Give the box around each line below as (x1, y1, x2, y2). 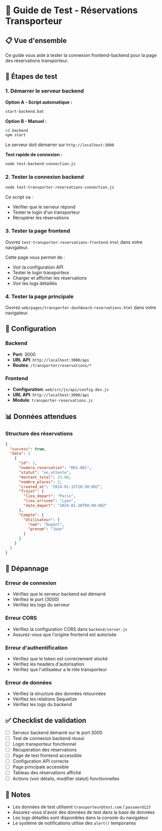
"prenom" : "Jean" (27, 526, 65, 532)
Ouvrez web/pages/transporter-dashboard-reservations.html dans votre (5, 304, 156, 310)
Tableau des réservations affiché (12, 770, 82, 776)
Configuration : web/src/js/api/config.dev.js (12, 386, 109, 392)
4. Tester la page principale (5, 293, 74, 300)
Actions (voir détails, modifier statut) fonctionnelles (12, 775, 120, 781)
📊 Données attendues (5, 412, 77, 421)
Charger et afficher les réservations (12, 275, 87, 281)
